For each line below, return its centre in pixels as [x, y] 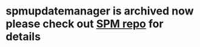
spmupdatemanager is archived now [100, 11]
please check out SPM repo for [85, 24]
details [23, 37]
